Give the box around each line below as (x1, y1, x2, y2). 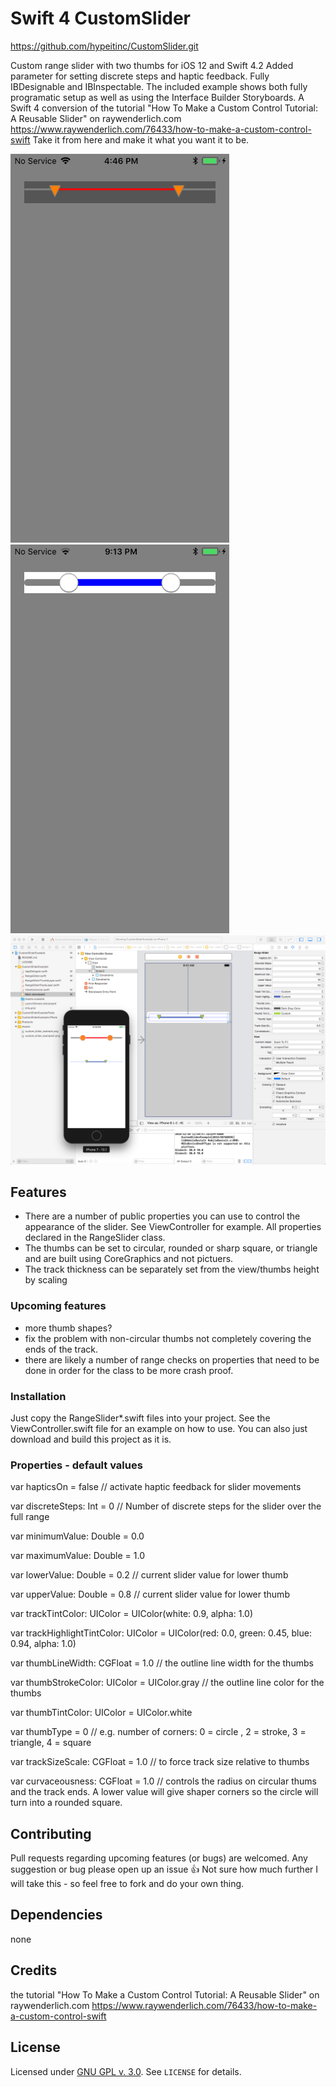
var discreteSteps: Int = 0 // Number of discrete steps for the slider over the (10, 1500, 322, 1512)
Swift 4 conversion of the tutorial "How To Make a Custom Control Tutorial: (10, 102, 318, 114)
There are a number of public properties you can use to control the (24, 1210, 301, 1222)
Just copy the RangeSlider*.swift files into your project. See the (10, 1412, 271, 1424)
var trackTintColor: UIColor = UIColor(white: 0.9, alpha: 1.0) (10, 1608, 254, 1620)
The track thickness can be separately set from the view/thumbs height (24, 1263, 320, 1276)
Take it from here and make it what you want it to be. (32, 133, 250, 146)
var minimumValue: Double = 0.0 (10, 1530, 145, 1542)
